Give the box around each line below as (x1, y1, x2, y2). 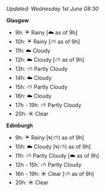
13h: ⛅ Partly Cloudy (14, 65, 68, 72)
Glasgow (6, 17, 29, 24)
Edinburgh (6, 122, 33, 129)
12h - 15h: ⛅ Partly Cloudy (14, 161, 81, 168)
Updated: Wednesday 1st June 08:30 (6, 5, 99, 12)
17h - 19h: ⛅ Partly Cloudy (14, 102, 81, 108)
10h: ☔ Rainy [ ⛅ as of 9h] (14, 38, 80, 45)
